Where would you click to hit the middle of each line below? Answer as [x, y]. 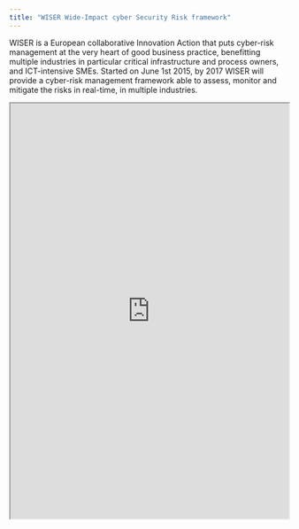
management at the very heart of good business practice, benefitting [135, 52]
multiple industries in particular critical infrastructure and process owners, [144, 61]
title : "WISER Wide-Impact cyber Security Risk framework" [120, 17]
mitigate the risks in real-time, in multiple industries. [103, 89]
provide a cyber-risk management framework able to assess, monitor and [143, 80]
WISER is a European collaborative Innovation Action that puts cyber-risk [142, 43]
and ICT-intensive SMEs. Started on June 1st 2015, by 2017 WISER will [136, 71]
